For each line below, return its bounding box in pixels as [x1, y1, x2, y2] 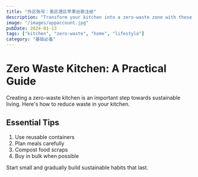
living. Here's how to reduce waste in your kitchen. [6, 100, 130, 108]
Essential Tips [6, 118, 59, 128]
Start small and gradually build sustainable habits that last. [6, 164, 149, 171]
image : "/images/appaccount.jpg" [6, 20, 89, 26]
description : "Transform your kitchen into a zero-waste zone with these [6, 14, 193, 20]
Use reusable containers [14, 133, 75, 140]
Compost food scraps [14, 146, 68, 153]
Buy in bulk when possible [14, 152, 79, 159]
